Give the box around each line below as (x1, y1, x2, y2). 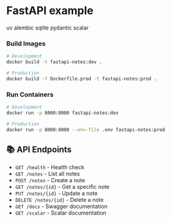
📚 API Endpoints (6, 144, 72, 155)
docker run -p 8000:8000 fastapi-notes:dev (6, 110, 119, 116)
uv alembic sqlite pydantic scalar (6, 24, 89, 31)
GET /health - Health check (15, 164, 84, 171)
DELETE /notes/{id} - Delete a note (15, 196, 104, 204)
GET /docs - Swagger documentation (15, 203, 108, 210)
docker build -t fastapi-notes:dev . (6, 59, 103, 65)
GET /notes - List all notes (15, 170, 81, 178)
